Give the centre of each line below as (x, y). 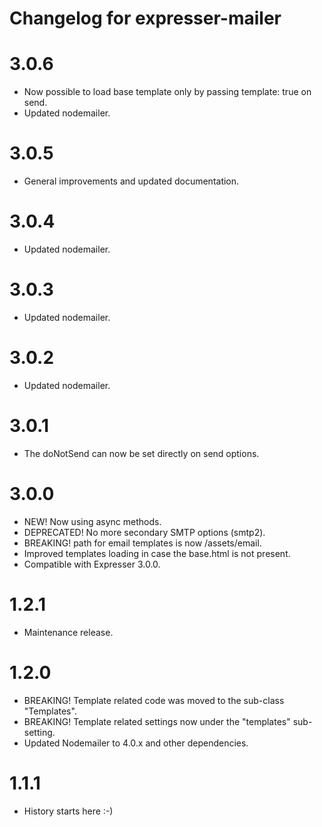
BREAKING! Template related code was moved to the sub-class (154, 700)
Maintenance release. (68, 632)
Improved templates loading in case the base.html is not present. (157, 553)
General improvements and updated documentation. (131, 181)
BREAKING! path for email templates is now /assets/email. (142, 543)
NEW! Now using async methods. (92, 521)
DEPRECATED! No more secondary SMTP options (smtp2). (144, 532)
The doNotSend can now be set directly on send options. (141, 453)
